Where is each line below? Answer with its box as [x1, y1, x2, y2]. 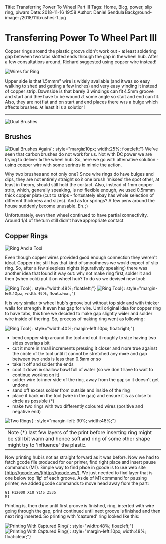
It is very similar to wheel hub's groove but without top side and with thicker [5, 300, 159, 306]
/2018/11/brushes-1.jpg [20, 15, 66, 20]
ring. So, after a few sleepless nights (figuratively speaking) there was [5, 265, 148, 271]
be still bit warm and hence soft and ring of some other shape [7, 435, 150, 442]
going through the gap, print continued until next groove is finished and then [5, 508, 161, 514]
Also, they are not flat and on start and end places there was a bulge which [5, 99, 158, 105]
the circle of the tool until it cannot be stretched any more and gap [12, 350, 147, 356]
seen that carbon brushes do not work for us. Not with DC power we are [5, 151, 152, 157]
